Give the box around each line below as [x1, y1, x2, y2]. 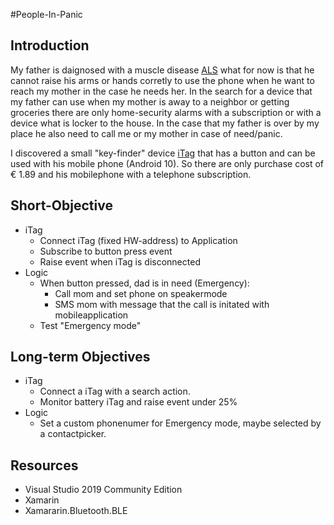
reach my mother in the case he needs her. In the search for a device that [10, 85, 313, 97]
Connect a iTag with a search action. [39, 385, 191, 398]
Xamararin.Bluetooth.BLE [24, 505, 128, 517]
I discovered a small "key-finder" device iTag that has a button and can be [10, 147, 316, 159]
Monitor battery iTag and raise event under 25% [39, 396, 238, 408]
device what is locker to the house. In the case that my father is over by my [10, 117, 320, 129]
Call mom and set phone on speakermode [54, 287, 228, 299]
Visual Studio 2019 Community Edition [24, 484, 183, 496]
